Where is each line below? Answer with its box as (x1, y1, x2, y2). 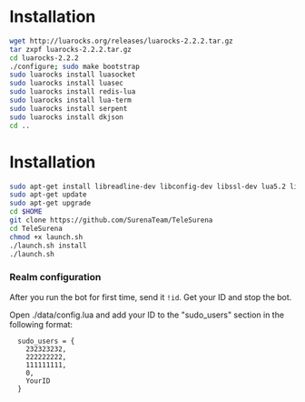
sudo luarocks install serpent (9, 104, 128, 113)
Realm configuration (9, 271, 102, 284)
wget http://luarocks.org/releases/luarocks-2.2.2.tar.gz (9, 36, 233, 45)
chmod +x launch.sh (9, 232, 84, 242)
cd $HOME (9, 207, 43, 216)
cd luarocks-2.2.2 (9, 53, 79, 63)
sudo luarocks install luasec (9, 79, 124, 88)
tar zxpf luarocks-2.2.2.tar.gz (9, 45, 132, 54)
